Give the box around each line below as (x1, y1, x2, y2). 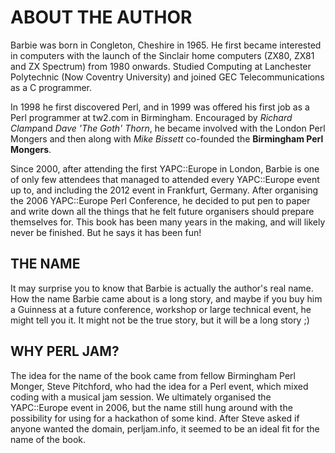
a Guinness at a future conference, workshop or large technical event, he (10, 303, 312, 315)
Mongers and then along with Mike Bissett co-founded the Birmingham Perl (10, 132, 324, 145)
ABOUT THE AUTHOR (10, 6, 193, 29)
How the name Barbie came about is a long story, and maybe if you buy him (10, 292, 323, 305)
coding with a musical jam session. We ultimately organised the (10, 391, 272, 403)
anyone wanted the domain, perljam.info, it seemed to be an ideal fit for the (10, 422, 320, 435)
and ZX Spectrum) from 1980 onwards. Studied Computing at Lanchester (10, 60, 312, 72)
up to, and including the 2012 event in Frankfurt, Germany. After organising (10, 184, 319, 196)
